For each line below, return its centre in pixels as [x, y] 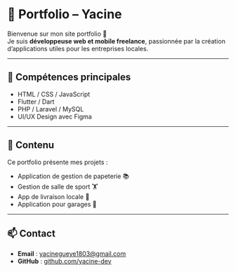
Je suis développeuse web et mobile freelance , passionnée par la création [117, 41]
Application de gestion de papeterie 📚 [73, 176]
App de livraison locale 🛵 [53, 196]
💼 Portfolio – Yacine [65, 14]
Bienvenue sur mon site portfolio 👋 [57, 34]
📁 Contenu [31, 145]
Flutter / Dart [36, 102]
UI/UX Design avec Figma [55, 116]
